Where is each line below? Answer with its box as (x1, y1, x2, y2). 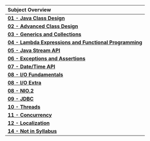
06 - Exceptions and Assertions (7, 55, 86, 62)
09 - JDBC (7, 95, 34, 102)
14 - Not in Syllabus (7, 128, 57, 135)
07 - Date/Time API (7, 63, 56, 70)
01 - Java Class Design (7, 15, 65, 21)
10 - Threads (7, 104, 41, 110)
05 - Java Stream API (7, 47, 61, 54)
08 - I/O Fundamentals (7, 71, 63, 78)
